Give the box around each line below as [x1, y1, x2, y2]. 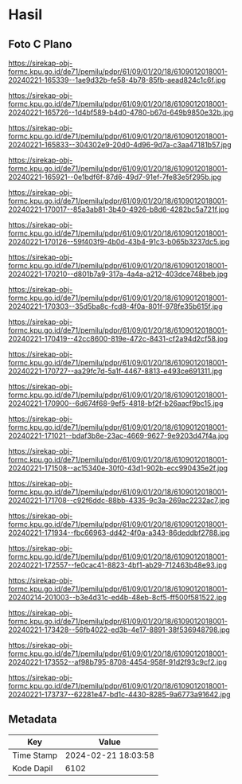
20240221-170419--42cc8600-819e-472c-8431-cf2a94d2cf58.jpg [8, 334, 228, 343]
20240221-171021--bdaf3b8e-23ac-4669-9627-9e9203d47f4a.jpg [8, 431, 229, 440]
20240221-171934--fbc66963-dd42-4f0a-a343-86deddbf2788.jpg [8, 528, 230, 537]
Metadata [8, 712, 57, 726]
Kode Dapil [12, 763, 53, 774]
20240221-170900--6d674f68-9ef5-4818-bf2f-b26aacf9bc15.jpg [8, 399, 224, 408]
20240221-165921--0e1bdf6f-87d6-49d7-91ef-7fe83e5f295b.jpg [8, 173, 221, 181]
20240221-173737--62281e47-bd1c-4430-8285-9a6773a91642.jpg [8, 690, 231, 699]
